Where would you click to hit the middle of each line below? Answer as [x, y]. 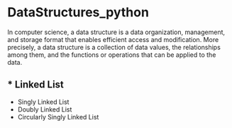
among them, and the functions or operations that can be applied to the [112, 55]
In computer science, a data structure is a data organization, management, [116, 32]
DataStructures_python [78, 12]
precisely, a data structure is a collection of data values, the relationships [114, 47]
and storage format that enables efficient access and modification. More [113, 39]
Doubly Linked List [45, 109]
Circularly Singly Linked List [58, 117]
